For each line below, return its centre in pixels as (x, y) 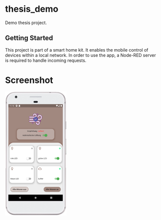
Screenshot (29, 80)
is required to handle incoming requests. (46, 60)
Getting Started (29, 38)
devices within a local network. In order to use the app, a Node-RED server (80, 55)
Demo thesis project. (26, 23)
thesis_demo (32, 9)
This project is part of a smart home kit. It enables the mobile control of (77, 50)
